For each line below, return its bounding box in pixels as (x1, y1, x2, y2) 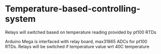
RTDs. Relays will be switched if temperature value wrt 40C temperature (5, 43, 149, 49)
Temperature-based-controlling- (5, 3, 141, 14)
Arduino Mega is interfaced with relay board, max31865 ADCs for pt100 (5, 38, 147, 44)
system (5, 13, 36, 24)
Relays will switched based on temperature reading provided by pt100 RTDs (5, 29, 157, 35)
